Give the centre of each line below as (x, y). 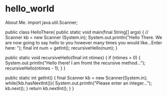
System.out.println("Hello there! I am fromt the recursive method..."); (76, 63)
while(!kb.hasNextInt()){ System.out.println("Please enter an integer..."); (79, 83)
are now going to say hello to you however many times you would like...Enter (84, 42)
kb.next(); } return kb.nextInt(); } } (40, 88)
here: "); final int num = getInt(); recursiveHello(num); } (62, 48)
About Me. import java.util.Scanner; (42, 22)
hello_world (30, 9)
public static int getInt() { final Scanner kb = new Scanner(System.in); (77, 78)
